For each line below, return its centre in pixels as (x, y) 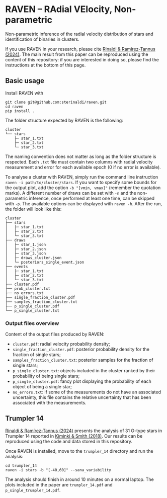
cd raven (14, 107)
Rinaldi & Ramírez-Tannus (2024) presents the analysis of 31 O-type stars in (84, 431)
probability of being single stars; (46, 376)
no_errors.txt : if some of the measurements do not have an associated (87, 392)
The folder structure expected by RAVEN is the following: (64, 120)
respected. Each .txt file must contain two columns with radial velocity (79, 161)
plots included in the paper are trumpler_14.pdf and (59, 484)
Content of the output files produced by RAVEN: (55, 334)
